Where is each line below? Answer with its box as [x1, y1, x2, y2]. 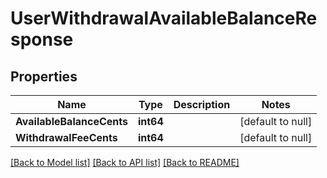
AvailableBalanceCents [15, 115, 128, 128]
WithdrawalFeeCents [15, 131, 118, 144]
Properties [10, 68, 78, 85]
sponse [10, 28, 74, 51]
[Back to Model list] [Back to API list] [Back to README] [10, 157, 240, 168]
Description [173, 98, 231, 111]
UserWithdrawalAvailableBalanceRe [10, 7, 318, 30]
